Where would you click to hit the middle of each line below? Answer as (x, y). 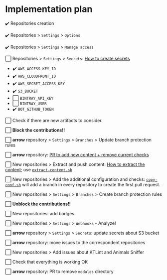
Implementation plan (49, 9)
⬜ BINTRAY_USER (29, 103)
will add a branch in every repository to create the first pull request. (91, 184)
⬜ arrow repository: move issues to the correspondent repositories (75, 242)
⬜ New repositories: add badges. (40, 213)
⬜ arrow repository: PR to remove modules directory (59, 271)
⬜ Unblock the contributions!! (38, 204)
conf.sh (13, 185)
